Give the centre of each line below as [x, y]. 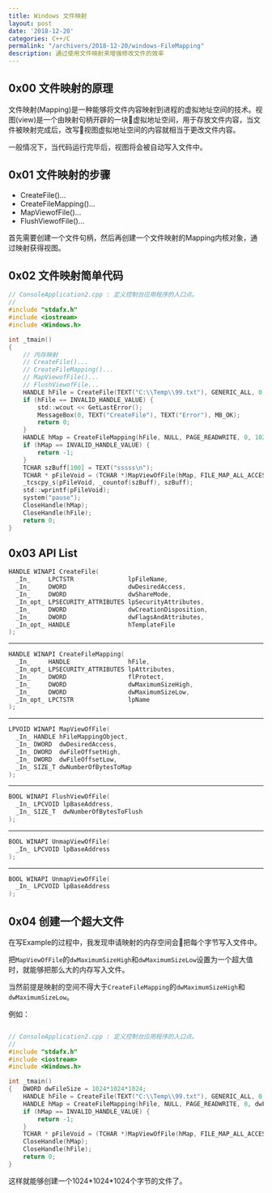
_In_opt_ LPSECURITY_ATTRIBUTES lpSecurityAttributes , [110, 602]
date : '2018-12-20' [41, 31]
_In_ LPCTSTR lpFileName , [92, 579]
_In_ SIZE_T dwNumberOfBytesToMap [74, 767]
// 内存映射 [40, 355]
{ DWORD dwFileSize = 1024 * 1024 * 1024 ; [78, 1089]
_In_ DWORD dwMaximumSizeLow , [103, 692]
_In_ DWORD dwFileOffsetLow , [66, 759]
